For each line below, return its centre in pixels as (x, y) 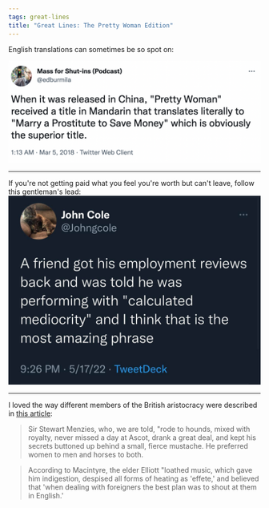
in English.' (46, 496)
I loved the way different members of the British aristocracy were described (133, 405)
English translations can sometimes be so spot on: (91, 49)
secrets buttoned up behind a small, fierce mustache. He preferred (138, 446)
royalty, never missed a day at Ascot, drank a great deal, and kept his (142, 437)
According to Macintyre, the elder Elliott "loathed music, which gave (140, 470)
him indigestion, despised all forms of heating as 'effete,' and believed (143, 479)
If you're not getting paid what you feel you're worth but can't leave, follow (131, 183)
